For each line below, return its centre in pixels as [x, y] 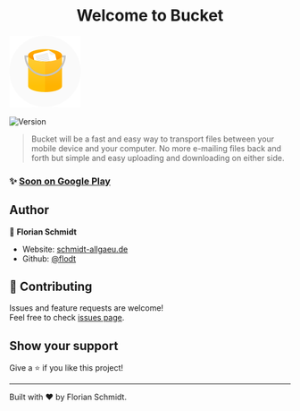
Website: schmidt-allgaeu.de [75, 249]
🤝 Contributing [51, 287]
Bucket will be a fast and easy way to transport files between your [153, 139]
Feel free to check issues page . [67, 318]
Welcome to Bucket [150, 16]
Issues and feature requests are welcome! [86, 308]
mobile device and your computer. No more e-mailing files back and [156, 148]
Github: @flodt [49, 258]
